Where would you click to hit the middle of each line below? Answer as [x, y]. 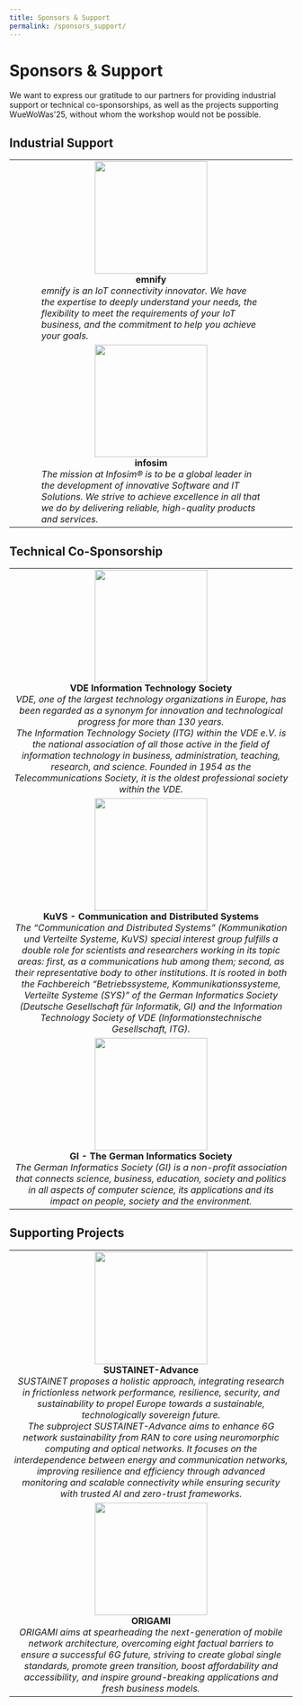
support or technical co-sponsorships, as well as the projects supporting [144, 105]
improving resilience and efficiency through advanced [151, 1471]
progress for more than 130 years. [151, 722]
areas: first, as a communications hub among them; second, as [151, 961]
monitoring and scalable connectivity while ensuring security [151, 1482]
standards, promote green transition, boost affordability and [151, 1665]
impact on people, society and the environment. [151, 1201]
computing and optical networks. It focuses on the [151, 1449]
